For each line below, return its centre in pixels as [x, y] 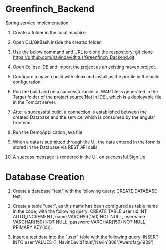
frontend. [22, 122]
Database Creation [45, 177]
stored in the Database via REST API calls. [56, 147]
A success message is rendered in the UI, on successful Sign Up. [80, 157]
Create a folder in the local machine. [50, 32]
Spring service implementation [37, 23]
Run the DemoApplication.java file [47, 132]
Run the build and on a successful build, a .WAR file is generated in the [85, 91]
